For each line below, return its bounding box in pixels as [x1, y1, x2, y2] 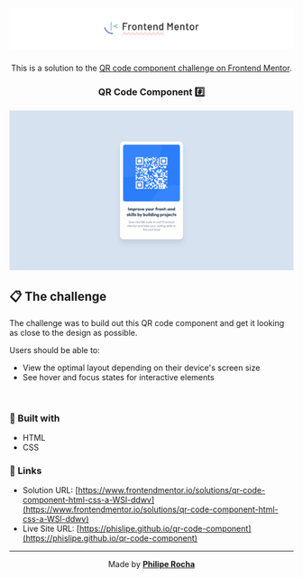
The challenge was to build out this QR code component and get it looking [9, 317, 285, 328]
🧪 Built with [9, 412, 60, 424]
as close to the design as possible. [9, 327, 138, 338]
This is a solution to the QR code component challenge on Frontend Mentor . [11, 62, 292, 74]
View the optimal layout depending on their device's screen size [22, 362, 261, 373]
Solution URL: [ [22, 485, 78, 496]
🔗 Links [9, 464, 42, 477]
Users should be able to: [9, 344, 101, 355]
